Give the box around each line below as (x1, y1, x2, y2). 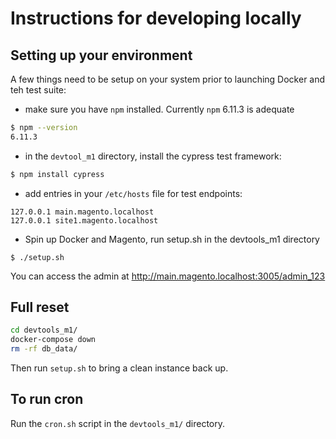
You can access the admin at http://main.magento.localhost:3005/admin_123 (10, 270, 326, 282)
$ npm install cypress (10, 169, 105, 179)
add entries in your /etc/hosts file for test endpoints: (24, 187, 243, 199)
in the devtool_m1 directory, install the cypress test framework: (24, 150, 282, 162)
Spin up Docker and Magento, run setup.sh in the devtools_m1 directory (24, 233, 320, 245)
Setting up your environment (10, 47, 193, 64)
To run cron (10, 391, 84, 408)
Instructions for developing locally (10, 7, 302, 30)
